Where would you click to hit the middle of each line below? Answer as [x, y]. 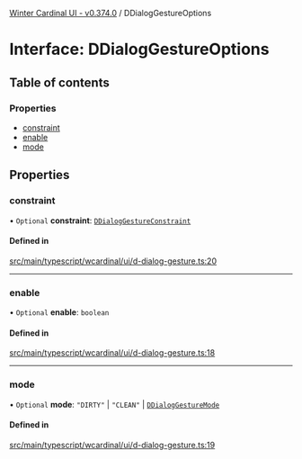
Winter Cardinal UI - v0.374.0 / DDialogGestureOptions [111, 13]
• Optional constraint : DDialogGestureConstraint [100, 220]
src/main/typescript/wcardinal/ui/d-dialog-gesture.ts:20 [113, 261]
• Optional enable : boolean [59, 312]
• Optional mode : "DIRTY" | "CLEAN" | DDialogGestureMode [115, 404]
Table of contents [59, 82]
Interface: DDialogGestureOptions [139, 49]
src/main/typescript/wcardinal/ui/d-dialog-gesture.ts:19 [112, 445]
